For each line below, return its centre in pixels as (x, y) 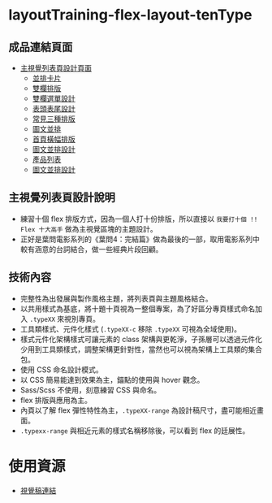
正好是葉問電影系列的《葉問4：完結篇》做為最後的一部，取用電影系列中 (140, 239)
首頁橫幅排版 (54, 139)
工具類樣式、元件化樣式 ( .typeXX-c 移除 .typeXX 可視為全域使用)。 (131, 329)
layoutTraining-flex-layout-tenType (130, 15)
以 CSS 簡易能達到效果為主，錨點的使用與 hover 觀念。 (112, 379)
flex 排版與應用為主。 (56, 400)
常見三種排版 (54, 119)
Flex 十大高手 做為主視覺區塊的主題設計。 (89, 228)
